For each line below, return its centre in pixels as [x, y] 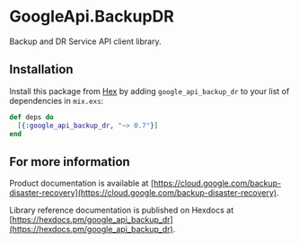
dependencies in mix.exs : [57, 100]
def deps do [31, 117]
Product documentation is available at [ [82, 183]
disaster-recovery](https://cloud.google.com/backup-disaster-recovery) [143, 193]
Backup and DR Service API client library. [85, 41]
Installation [41, 69]
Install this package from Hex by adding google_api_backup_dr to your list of [149, 91]
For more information [70, 162]
